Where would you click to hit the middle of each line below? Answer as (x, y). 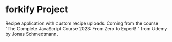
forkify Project (37, 9)
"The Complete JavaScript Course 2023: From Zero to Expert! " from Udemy (86, 28)
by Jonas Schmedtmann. (32, 34)
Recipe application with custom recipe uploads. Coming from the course (82, 23)
